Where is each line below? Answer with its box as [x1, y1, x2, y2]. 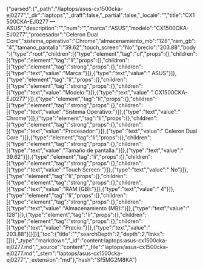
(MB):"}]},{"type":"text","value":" [108, 205, 190, 211]
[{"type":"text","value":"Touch [6, 166, 81, 173]
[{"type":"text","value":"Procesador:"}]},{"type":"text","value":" [6, 127, 164, 134]
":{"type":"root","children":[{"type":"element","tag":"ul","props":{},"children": [6, 50, 198, 57]
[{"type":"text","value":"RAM [6, 185, 78, 193]
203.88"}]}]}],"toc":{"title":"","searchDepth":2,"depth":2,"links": [6, 230, 164, 237]
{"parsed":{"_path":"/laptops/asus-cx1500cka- [6, 5, 123, 12]
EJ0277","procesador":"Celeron [6, 31, 86, 38]
